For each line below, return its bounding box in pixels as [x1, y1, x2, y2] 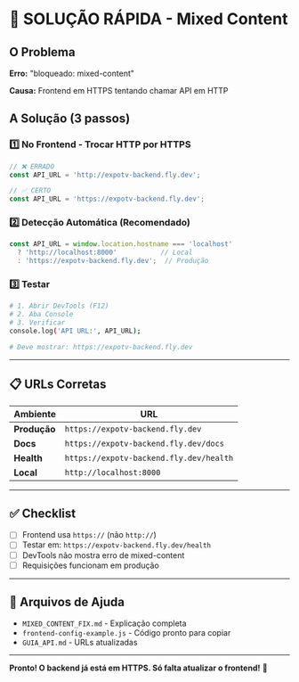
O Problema [9, 45, 76, 60]
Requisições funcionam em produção [21, 560, 160, 571]
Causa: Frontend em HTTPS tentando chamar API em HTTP [9, 86, 229, 95]
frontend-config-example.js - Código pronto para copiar [21, 628, 231, 638]
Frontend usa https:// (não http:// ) [21, 530, 158, 540]
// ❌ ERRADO [9, 161, 55, 171]
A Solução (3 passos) [9, 111, 131, 127]
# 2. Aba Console [9, 310, 74, 319]
